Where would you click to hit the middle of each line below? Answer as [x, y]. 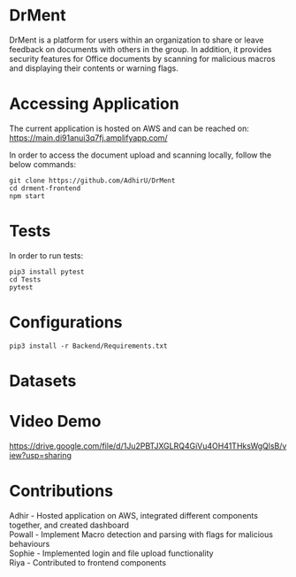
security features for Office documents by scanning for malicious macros [142, 58]
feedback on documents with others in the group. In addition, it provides [140, 49]
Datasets [43, 381]
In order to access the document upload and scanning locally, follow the [140, 155]
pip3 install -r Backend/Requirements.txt [88, 346]
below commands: [43, 164]
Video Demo [55, 422]
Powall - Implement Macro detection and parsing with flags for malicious [141, 534]
